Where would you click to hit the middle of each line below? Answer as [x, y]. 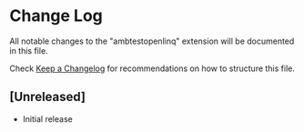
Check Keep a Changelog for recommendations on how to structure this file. [152, 68]
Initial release [47, 118]
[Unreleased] [48, 97]
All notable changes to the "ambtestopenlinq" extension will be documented [152, 41]
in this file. [29, 50]
